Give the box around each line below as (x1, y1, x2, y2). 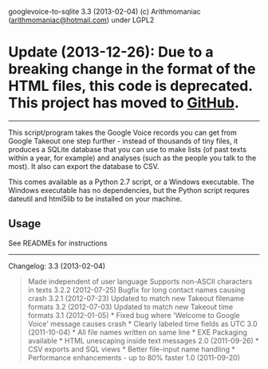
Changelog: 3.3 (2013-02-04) (8, 261, 106, 270)
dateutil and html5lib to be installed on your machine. (8, 194, 183, 203)
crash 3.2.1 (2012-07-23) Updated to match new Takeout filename (27, 293, 245, 303)
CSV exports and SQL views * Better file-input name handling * (27, 344, 235, 354)
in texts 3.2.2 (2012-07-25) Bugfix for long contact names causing (27, 285, 246, 294)
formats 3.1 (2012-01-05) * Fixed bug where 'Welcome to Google (27, 310, 241, 320)
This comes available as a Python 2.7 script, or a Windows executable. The (8, 177, 255, 186)
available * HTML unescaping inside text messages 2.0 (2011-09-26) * (27, 336, 259, 345)
